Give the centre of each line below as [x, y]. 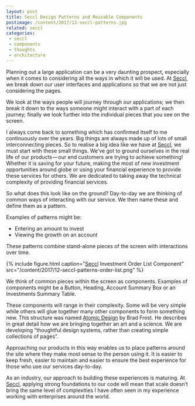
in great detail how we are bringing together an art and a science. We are [94, 324]
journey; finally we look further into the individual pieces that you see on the [98, 114]
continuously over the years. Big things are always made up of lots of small [97, 138]
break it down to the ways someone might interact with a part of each [90, 108]
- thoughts [22, 50]
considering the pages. [34, 90]
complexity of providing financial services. [57, 182]
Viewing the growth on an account [56, 235]
